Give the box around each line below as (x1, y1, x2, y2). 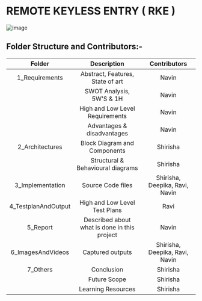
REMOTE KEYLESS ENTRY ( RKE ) (6, 4, 176, 18)
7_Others (26, 265, 53, 273)
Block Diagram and (80, 138, 134, 147)
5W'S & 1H (91, 95, 123, 103)
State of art (91, 77, 123, 85)
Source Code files (82, 181, 133, 189)
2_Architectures (17, 143, 63, 151)
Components (89, 146, 126, 155)
